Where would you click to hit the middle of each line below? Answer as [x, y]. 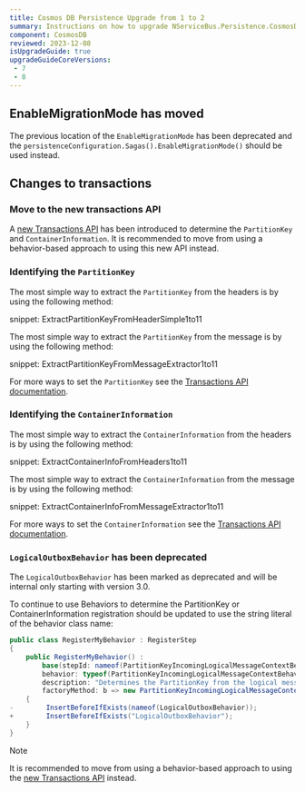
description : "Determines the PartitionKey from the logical [160, 682]
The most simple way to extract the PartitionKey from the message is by [146, 336]
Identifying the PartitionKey [72, 272]
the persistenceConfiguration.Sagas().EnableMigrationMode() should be [146, 145]
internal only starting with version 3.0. [80, 587]
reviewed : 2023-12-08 [50, 43]
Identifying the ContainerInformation [91, 414]
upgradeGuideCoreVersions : [60, 60]
